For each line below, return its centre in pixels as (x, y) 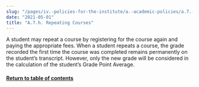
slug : (13, 12)
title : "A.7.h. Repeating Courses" (50, 22)
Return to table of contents (40, 78)
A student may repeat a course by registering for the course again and (92, 40)
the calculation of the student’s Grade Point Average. (70, 65)
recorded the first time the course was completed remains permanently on (97, 52)
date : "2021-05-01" (30, 17)
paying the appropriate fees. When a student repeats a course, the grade (95, 46)
